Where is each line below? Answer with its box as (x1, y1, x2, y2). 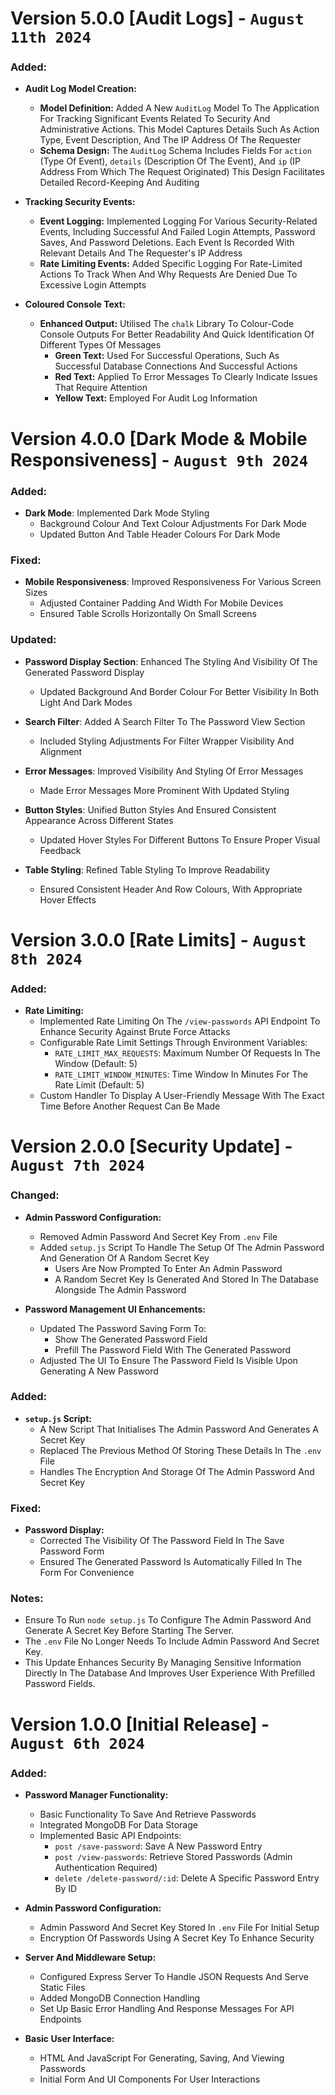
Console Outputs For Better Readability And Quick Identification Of (39, 328, 315, 341)
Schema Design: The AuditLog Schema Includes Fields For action (39, 145, 312, 157)
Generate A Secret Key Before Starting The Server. (24, 1625, 235, 1637)
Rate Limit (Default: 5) (54, 1079, 145, 1091)
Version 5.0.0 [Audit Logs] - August (10, 7, 305, 30)
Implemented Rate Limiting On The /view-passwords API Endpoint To (39, 1015, 321, 1027)
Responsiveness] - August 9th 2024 (10, 448, 309, 471)
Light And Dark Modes (39, 696, 133, 708)
